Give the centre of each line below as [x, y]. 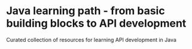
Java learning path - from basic [86, 11]
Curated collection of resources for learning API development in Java [91, 40]
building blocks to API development [96, 23]
